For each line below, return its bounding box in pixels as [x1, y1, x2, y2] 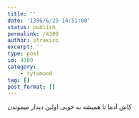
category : [7, 63, 37, 70]
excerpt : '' [7, 43, 43, 50]
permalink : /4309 [7, 30, 59, 38]
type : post [7, 50, 40, 58]
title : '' [7, 10, 37, 18]
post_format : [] [7, 83, 56, 90]
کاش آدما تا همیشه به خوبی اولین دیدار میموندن [7, 102, 132, 111]
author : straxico [7, 37, 59, 44]
